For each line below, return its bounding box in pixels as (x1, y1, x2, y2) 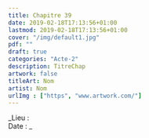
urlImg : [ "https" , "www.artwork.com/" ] (8, 92, 143, 100)
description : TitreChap (8, 63, 86, 71)
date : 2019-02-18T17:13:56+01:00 (8, 19, 118, 27)
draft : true (8, 48, 47, 56)
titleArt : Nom (8, 77, 55, 85)
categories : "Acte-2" (8, 56, 79, 64)
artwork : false (8, 70, 58, 78)
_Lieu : (8, 113, 30, 122)
